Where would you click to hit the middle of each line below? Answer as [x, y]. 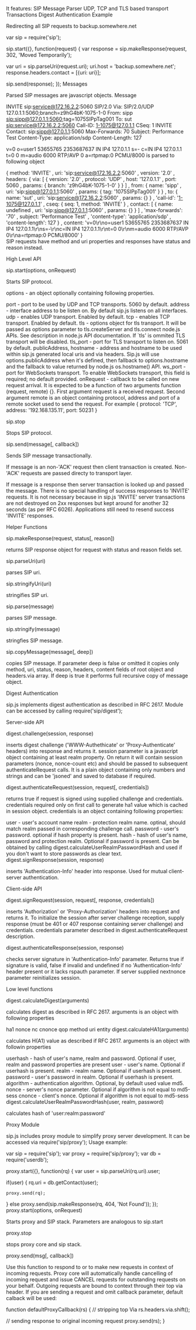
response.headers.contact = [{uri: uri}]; [54, 72]
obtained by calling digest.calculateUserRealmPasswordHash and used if [94, 847]
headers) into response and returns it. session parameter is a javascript [92, 751]
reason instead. [25, 248]
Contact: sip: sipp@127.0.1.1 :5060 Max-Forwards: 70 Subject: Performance [95, 132]
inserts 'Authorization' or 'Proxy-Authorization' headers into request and [93, 911]
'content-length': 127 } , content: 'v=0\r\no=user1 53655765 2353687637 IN [97, 223]
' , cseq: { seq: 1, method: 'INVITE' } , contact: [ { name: [107, 204]
